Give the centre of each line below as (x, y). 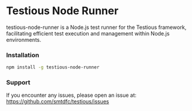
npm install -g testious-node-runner (53, 67)
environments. (24, 40)
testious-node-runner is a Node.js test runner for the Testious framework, (96, 27)
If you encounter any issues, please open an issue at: (71, 95)
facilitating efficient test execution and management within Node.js (88, 33)
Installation (23, 55)
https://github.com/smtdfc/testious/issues (58, 102)
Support (18, 83)
